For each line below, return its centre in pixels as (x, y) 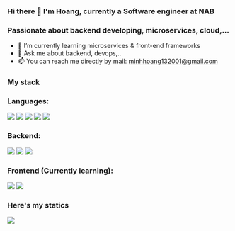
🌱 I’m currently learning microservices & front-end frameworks (109, 46)
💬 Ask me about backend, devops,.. (69, 53)
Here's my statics (38, 205)
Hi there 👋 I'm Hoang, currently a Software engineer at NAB (111, 11)
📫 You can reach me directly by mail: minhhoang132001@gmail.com (117, 61)
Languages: (28, 101)
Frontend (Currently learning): (60, 171)
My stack (24, 82)
